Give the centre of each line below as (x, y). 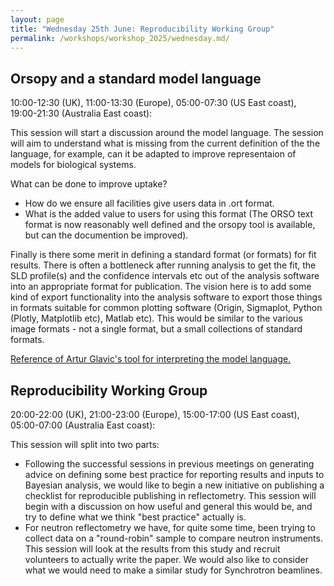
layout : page (37, 19)
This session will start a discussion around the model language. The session (167, 133)
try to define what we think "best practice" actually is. (135, 517)
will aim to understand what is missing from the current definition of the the (165, 143)
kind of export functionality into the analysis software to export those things (166, 297)
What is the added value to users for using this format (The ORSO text (168, 214)
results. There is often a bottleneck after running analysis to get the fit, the (163, 265)
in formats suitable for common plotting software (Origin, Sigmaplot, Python (166, 308)
